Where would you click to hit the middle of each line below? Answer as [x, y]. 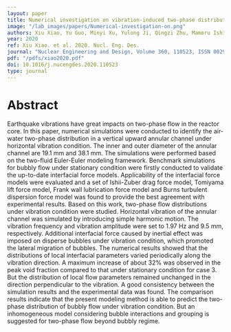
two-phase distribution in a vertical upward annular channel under [118, 139]
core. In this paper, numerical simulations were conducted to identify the [110, 131]
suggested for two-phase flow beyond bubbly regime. [84, 321]
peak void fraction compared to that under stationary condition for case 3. [112, 270]
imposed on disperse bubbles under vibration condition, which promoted [110, 241]
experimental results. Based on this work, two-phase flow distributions [107, 204]
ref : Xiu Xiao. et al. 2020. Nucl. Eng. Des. [73, 45]
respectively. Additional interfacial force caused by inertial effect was [105, 234]
